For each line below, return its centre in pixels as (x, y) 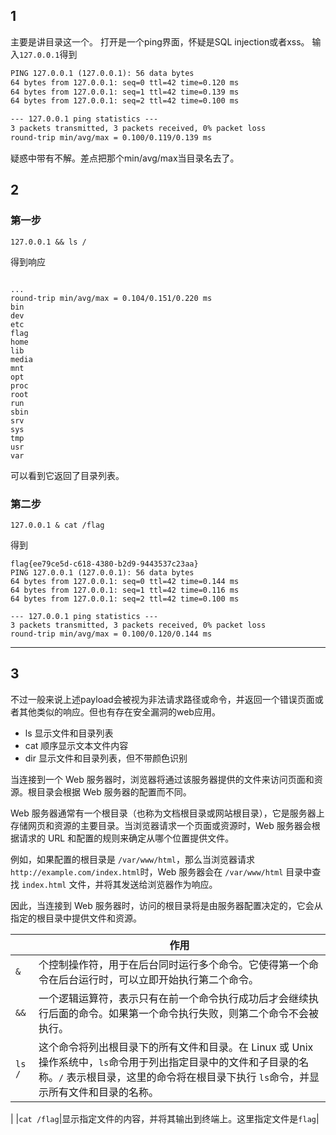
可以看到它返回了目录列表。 (67, 475)
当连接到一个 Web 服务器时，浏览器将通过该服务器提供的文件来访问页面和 (162, 779)
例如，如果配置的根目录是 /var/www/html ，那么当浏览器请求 (133, 859)
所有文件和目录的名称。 (103, 1092)
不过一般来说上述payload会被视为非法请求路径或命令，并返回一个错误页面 (162, 699)
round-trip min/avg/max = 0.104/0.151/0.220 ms (111, 298)
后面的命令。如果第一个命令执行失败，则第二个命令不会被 (183, 1013)
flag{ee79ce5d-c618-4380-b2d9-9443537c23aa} (104, 564)
